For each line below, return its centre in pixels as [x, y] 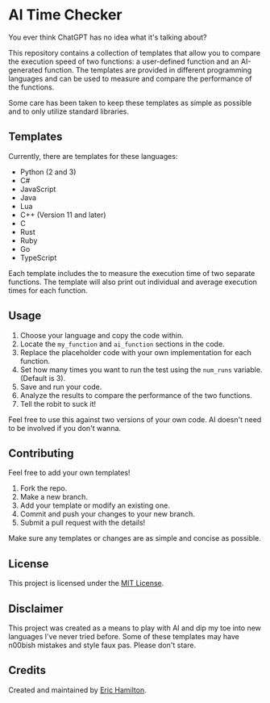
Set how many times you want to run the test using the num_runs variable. [141, 370]
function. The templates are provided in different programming [148, 69]
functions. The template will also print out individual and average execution [133, 282]
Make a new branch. [54, 497]
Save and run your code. [61, 387]
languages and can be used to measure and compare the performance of [130, 78]
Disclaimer [36, 608]
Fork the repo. [44, 488]
